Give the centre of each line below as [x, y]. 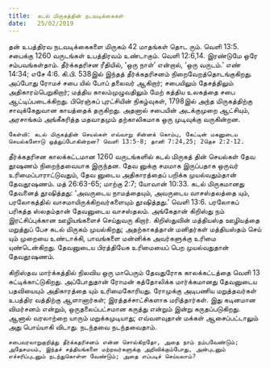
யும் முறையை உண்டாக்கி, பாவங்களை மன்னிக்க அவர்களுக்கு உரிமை [112, 238]
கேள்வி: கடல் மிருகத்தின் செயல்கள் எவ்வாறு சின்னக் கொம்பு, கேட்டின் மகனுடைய [123, 134]
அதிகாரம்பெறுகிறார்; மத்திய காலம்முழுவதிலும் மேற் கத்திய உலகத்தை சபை [122, 92]
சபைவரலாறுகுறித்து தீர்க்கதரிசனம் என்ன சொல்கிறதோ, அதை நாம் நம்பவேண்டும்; [124, 342]
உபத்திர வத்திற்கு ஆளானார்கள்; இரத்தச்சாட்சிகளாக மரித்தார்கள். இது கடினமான [132, 299]
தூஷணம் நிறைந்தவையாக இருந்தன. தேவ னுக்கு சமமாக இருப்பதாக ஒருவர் [124, 165]
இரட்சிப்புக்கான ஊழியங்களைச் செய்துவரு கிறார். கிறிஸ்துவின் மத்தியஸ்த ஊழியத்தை [134, 220]
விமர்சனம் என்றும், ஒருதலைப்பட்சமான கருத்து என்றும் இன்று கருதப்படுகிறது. [124, 308]
